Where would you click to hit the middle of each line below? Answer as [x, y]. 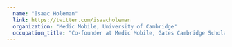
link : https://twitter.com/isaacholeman [72, 20]
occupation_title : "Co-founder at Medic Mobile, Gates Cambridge [109, 33]
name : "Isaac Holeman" [45, 13]
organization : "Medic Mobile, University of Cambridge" [95, 26]
